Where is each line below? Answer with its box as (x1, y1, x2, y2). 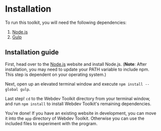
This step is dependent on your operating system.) (5, 72, 107, 77)
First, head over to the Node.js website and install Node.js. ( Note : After (5, 61, 147, 67)
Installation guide (5, 48, 59, 56)
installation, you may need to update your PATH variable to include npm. (5, 66, 149, 72)
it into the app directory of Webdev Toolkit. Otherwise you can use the (5, 115, 145, 121)
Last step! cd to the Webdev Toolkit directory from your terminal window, (5, 95, 151, 101)
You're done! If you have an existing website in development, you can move (5, 110, 157, 116)
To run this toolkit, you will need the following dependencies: (5, 19, 127, 25)
